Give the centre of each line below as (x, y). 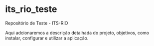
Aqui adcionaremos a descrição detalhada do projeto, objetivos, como (77, 32)
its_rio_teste (31, 9)
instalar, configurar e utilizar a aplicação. (47, 38)
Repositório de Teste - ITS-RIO (37, 23)
